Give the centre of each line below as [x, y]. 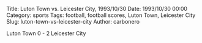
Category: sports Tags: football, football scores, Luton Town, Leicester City [101, 15]
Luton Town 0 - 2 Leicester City [46, 33]
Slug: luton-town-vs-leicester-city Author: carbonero [73, 21]
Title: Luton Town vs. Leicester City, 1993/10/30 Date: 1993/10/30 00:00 [97, 9]
